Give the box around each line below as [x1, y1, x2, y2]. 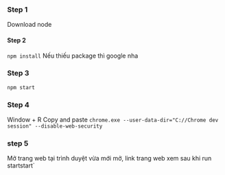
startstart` [7, 161, 36, 170]
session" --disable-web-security [7, 123, 103, 130]
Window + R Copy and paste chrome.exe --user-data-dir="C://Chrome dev [7, 115, 219, 124]
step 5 [7, 139, 29, 148]
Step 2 [7, 36, 26, 44]
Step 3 [7, 69, 29, 78]
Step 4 [7, 100, 29, 109]
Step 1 [7, 5, 28, 14]
